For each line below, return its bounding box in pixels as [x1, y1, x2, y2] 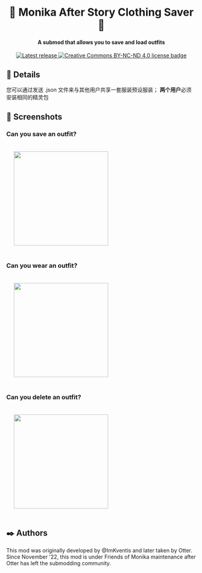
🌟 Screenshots [6, 112, 63, 122]
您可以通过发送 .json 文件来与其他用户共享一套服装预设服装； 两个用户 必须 [6, 86, 192, 93]
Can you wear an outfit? [6, 261, 78, 270]
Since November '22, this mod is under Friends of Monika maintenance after [6, 553, 196, 560]
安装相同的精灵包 [6, 93, 49, 101]
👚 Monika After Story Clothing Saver [8, 5, 194, 19]
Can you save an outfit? [6, 130, 77, 138]
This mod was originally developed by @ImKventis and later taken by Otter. [6, 547, 193, 554]
